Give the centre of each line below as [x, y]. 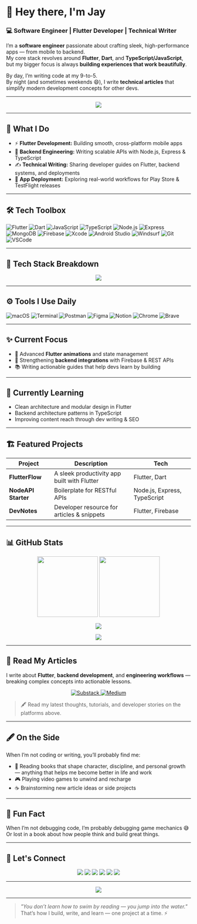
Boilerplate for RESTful [85, 490]
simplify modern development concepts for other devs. [73, 88]
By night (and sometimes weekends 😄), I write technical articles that [90, 82]
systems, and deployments [47, 173]
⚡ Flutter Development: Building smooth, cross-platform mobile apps [98, 143]
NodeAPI [21, 490]
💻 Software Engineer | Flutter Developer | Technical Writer [91, 31]
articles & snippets [79, 515]
